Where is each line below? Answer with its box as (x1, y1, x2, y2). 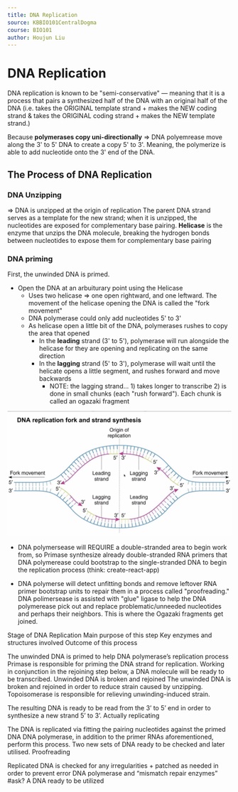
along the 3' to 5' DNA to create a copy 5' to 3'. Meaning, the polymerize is (7, 141, 226, 149)
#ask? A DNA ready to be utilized (7, 776, 104, 785)
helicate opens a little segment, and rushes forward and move (38, 367, 220, 376)
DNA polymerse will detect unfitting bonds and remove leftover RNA (17, 580, 217, 588)
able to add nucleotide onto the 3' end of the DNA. (7, 148, 155, 156)
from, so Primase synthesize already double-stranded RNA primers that (17, 550, 227, 559)
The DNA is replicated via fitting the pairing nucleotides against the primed (7, 725, 226, 734)
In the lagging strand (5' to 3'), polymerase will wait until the (38, 359, 216, 368)
